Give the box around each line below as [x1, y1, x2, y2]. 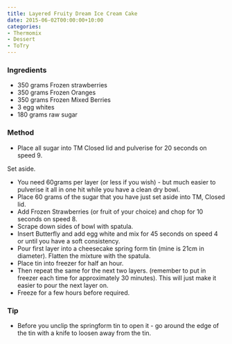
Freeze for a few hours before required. [17, 289, 130, 297]
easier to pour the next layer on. [17, 281, 109, 289]
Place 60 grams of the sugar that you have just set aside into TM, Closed [17, 192, 225, 201]
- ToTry [7, 42, 30, 49]
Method [7, 128, 35, 137]
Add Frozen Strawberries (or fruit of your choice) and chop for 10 [17, 207, 204, 216]
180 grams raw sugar [17, 110, 78, 119]
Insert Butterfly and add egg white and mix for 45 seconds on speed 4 [17, 230, 218, 238]
